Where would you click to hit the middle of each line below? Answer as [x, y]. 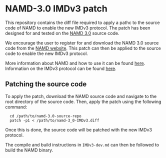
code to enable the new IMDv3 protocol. [47, 53]
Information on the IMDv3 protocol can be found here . [61, 68]
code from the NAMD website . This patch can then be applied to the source [83, 48]
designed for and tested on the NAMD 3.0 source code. [62, 33]
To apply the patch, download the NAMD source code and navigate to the [81, 96]
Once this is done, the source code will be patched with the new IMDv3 [79, 129]
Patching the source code [46, 84]
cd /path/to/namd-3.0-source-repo [45, 116]
